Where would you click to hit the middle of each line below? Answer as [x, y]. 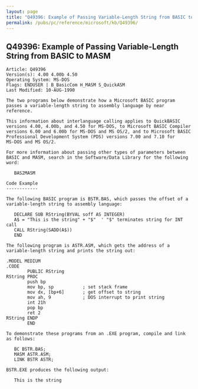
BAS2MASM [24, 173]
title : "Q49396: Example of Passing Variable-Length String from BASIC [96, 17]
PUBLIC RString [46, 272]
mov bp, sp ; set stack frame [77, 287]
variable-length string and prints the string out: [71, 251]
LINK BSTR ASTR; [34, 360]
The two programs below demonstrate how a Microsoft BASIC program [91, 101]
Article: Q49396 [26, 70]
